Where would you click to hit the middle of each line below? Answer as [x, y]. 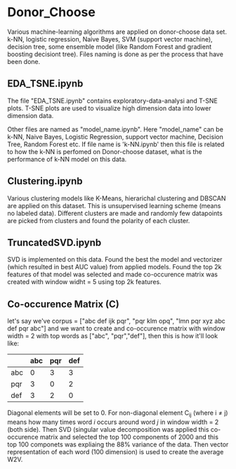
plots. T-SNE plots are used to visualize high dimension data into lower [109, 108]
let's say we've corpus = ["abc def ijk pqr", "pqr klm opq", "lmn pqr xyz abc [117, 321]
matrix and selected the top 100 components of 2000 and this [129, 437]
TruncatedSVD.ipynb [54, 242]
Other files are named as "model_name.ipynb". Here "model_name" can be [115, 129]
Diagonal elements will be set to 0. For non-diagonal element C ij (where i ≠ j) [118, 413]
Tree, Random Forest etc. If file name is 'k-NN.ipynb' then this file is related [116, 144]
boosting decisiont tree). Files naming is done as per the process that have [115, 54]
